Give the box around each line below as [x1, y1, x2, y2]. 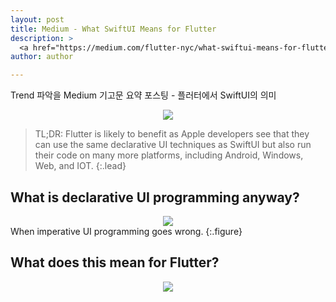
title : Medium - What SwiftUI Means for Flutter [10, 24, 217, 34]
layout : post [10, 14, 65, 25]
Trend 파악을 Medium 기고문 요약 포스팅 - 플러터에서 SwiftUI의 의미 [10, 89, 277, 101]
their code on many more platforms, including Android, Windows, [34, 149, 304, 161]
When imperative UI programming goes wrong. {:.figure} [10, 225, 243, 237]
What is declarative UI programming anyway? [10, 189, 300, 206]
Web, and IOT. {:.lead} [34, 160, 127, 172]
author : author [10, 52, 74, 62]
